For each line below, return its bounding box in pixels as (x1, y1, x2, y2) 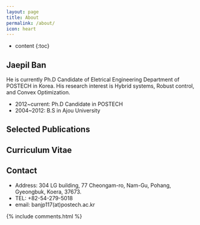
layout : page (6, 8, 39, 15)
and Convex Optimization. (6, 89, 70, 96)
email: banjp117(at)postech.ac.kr (14, 201, 95, 208)
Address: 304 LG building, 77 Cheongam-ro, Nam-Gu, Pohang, (14, 181, 172, 189)
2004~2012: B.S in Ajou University (14, 107, 101, 114)
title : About (6, 15, 39, 21)
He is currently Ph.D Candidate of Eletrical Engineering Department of (6, 76, 180, 83)
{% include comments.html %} (6, 212, 83, 220)
